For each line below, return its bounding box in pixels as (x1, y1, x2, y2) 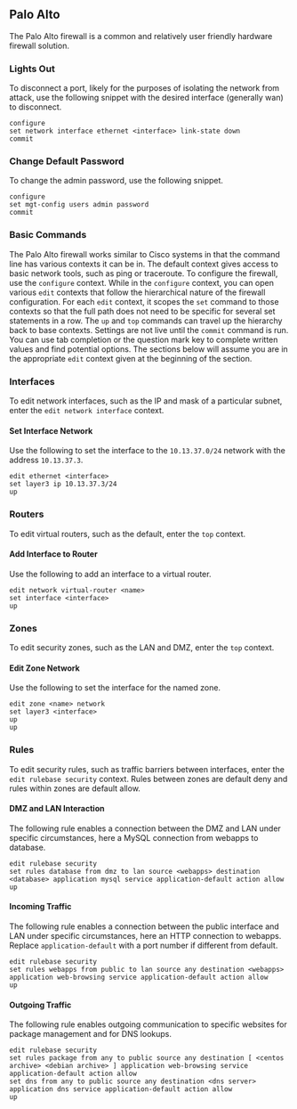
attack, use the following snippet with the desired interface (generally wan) (9, 93, 285, 103)
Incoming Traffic (9, 901, 72, 912)
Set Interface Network (9, 425, 93, 436)
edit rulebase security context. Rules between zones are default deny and (9, 773, 288, 784)
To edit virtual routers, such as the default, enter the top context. (9, 528, 246, 539)
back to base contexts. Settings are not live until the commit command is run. (9, 324, 289, 335)
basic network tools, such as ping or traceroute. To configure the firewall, (9, 267, 278, 279)
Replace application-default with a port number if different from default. (9, 940, 278, 950)
